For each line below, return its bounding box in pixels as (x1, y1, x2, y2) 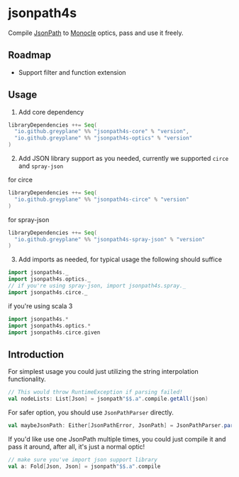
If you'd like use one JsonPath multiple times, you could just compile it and (8, 434, 226, 443)
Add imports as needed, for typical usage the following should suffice (18, 255, 223, 264)
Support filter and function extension (18, 68, 126, 76)
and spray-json (18, 162, 64, 170)
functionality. (8, 375, 47, 384)
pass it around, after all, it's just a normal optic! (8, 442, 145, 451)
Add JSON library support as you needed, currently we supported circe (18, 154, 229, 163)
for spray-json (8, 215, 50, 224)
